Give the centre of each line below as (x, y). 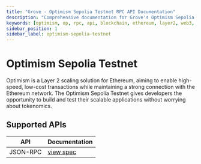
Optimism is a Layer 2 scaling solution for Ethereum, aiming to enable (92, 80)
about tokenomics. (29, 106)
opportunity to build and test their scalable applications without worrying (96, 100)
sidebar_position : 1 (32, 29)
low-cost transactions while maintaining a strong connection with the (109, 87)
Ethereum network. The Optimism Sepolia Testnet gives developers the (94, 93)
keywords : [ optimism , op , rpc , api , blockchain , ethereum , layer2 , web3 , (100, 23)
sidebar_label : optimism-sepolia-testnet (59, 34)
